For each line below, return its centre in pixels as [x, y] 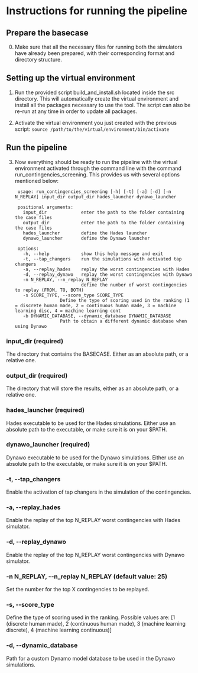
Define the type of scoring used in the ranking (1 [125, 300]
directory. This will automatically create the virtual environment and [97, 98]
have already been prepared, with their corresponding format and [95, 53]
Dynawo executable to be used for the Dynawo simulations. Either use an [95, 458]
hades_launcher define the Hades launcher [85, 233]
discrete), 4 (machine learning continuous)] [59, 630]
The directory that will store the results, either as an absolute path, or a [92, 388]
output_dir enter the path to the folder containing [103, 223]
